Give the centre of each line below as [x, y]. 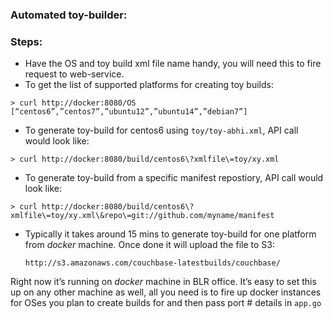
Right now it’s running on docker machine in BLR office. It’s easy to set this [163, 282]
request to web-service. [74, 74]
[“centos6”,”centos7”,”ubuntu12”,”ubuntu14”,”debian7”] [129, 112]
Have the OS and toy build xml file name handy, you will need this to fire [173, 64]
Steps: [26, 41]
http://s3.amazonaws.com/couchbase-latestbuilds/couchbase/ [152, 263]
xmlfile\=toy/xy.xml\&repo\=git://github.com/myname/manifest [142, 216]
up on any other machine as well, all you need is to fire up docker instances [166, 292]
